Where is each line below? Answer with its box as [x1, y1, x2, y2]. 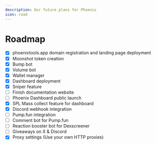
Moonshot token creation [12, 55, 64, 61]
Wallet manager [12, 72, 45, 78]
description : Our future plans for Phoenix [5, 7, 97, 12]
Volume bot [12, 67, 36, 73]
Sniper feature [12, 83, 42, 90]
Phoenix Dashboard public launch [12, 95, 82, 101]
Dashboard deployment [12, 78, 61, 84]
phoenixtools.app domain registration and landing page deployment [12, 50, 152, 56]
